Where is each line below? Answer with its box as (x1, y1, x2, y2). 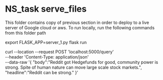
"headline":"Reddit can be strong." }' (5, 69, 79, 75)
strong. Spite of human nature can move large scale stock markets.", (5, 64, 142, 70)
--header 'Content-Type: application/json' (5, 54, 89, 60)
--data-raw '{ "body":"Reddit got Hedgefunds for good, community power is (5, 59, 158, 65)
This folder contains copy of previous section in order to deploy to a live (5, 20, 149, 25)
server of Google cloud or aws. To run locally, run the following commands (5, 24, 155, 30)
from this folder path (5, 30, 46, 36)
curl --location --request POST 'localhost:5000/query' (5, 49, 114, 55)
